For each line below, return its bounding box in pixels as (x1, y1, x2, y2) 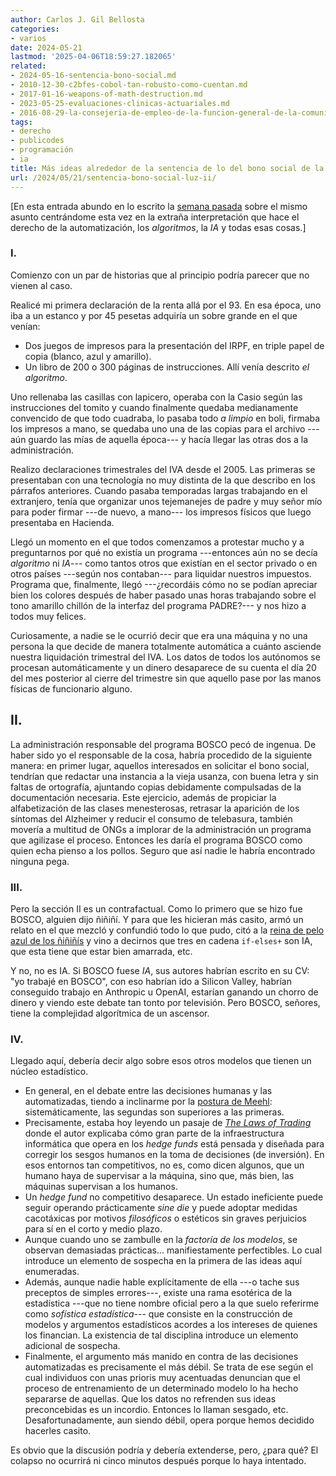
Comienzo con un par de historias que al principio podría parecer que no (10, 269, 310, 281)
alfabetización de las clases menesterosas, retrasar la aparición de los (10, 802, 300, 814)
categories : (10, 24, 60, 34)
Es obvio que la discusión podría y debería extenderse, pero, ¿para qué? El (10, 1444, 319, 1456)
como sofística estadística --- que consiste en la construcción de (24, 1308, 293, 1320)
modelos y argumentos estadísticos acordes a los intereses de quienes (24, 1319, 318, 1331)
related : (10, 61, 47, 71)
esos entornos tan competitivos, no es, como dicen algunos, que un (24, 1159, 305, 1171)
